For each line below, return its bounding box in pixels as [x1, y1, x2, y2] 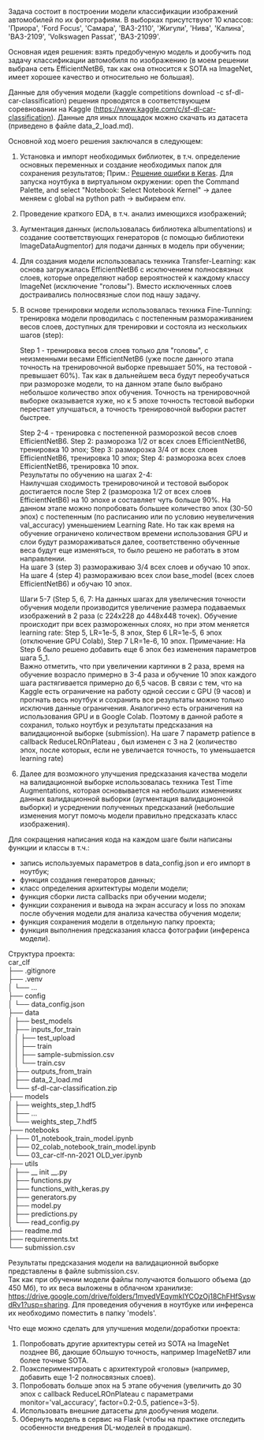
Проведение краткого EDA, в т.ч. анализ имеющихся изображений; [19, 209, 247, 218]
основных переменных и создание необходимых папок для [19, 160, 222, 169]
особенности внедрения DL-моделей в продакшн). [19, 1423, 192, 1432]
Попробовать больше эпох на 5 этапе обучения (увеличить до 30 [19, 1381, 242, 1390]
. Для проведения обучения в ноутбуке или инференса [68, 1300, 254, 1309]
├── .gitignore [8, 966, 57, 975]
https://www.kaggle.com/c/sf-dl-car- [95, 104, 217, 114]
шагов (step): [19, 331, 65, 339]
